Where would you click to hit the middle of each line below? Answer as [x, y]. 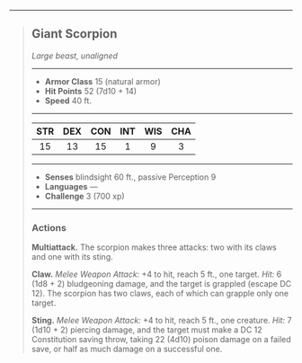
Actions [49, 227]
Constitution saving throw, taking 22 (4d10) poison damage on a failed [161, 340]
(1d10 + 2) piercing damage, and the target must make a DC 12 [147, 330]
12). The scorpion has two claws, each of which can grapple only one [160, 294]
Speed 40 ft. [68, 101]
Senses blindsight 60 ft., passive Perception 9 [130, 177]
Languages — [71, 186]
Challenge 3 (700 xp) [84, 196]
